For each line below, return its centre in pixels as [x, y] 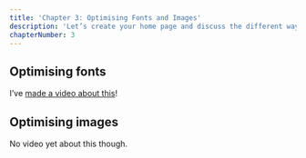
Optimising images [64, 122]
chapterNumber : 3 [42, 35]
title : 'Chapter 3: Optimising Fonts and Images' [106, 18]
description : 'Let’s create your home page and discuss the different [146, 26]
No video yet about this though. [69, 143]
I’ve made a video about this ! [64, 94]
